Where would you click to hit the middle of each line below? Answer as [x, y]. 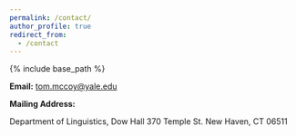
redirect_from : [38, 34]
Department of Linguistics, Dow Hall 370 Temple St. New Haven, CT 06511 [149, 121]
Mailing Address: [42, 104]
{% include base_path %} [57, 69]
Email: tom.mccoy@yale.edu [63, 86]
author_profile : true [51, 26]
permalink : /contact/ [51, 18]
